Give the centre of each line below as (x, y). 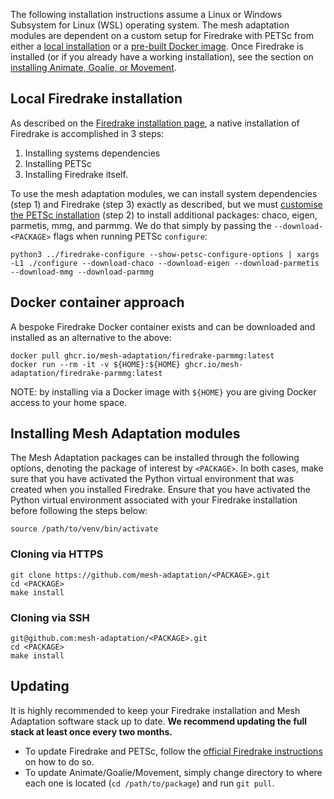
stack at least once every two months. (91, 731)
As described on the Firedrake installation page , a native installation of (155, 123)
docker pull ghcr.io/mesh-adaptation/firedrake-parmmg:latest (142, 355)
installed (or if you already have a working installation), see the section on (162, 57)
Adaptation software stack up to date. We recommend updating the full (159, 721)
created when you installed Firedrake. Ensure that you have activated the (160, 490)
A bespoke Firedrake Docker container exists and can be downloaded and (163, 326)
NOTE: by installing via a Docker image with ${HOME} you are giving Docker (163, 391)
